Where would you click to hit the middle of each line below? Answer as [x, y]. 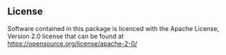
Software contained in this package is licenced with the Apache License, [113, 28]
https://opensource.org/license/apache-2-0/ [72, 43]
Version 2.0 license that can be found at [66, 36]
